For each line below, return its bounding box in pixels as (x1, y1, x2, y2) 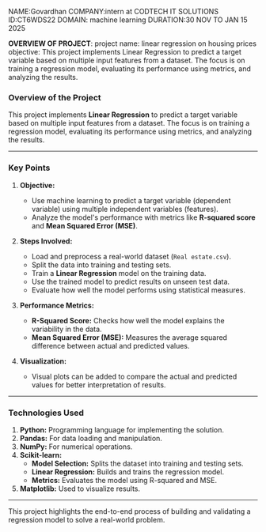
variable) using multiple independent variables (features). (31, 204, 219, 213)
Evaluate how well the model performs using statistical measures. (31, 285, 245, 295)
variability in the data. (31, 324, 102, 334)
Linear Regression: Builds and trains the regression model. (31, 466, 224, 477)
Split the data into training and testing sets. (31, 260, 172, 270)
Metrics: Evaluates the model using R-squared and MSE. (31, 475, 218, 485)
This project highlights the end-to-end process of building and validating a (8, 506, 251, 516)
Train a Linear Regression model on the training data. (31, 268, 207, 277)
